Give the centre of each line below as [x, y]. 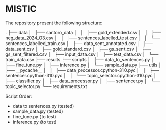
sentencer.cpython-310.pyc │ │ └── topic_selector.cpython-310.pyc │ [81, 75]
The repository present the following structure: [54, 23]
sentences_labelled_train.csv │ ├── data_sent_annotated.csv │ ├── [79, 43]
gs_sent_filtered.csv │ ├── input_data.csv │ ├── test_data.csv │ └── [82, 54]
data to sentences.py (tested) [43, 106]
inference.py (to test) [34, 122]
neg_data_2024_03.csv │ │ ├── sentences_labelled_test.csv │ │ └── [83, 38]
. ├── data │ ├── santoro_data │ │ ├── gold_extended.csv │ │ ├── [83, 32]
